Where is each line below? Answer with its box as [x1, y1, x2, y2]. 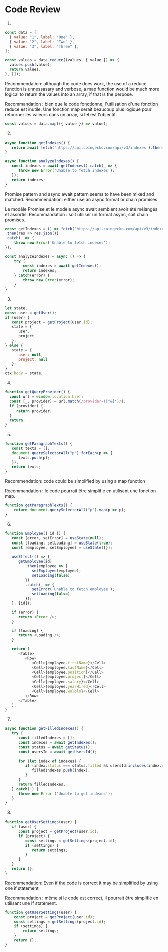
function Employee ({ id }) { [5, 531, 66, 536]
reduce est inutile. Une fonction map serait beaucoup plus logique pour [5, 106, 152, 112]
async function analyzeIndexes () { [5, 159, 79, 164]
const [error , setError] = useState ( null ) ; [11, 535, 104, 540]
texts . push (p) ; [18, 455, 50, 460]
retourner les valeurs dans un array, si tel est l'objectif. [5, 111, 117, 117]
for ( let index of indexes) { [18, 759, 81, 764]
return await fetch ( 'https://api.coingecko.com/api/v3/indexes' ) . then [11, 145, 162, 150]
